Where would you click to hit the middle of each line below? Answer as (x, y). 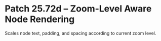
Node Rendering (40, 19)
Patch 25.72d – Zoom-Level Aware (78, 9)
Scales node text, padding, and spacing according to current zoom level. (80, 33)
